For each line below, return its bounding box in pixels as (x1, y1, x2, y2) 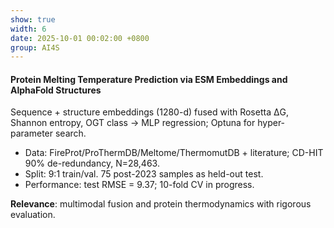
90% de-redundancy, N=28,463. (24, 157, 160, 170)
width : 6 (10, 24, 47, 34)
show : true (10, 14, 56, 25)
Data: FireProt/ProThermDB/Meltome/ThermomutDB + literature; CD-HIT (24, 147, 324, 159)
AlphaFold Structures (10, 84, 102, 96)
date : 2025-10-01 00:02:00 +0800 (10, 33, 150, 43)
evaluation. (10, 209, 56, 221)
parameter (10, 127, 54, 140)
